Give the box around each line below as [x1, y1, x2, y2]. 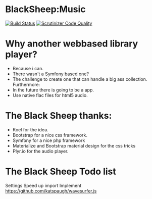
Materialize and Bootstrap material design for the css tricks [12, 142, 136, 148]
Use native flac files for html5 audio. [12, 92, 88, 98]
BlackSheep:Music [5, 4, 86, 15]
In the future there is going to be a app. [12, 87, 94, 93]
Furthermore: [12, 81, 40, 87]
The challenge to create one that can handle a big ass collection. [12, 76, 147, 82]
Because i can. [12, 65, 44, 71]
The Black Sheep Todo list [5, 166, 116, 177]
